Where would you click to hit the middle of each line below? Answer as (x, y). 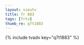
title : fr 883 (20, 14)
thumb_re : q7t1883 (24, 23)
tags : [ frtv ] (19, 19)
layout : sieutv (21, 10)
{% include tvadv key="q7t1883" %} (42, 38)
